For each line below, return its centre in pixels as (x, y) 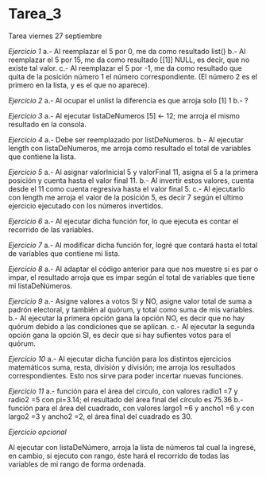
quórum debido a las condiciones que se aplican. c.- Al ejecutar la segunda (132, 326)
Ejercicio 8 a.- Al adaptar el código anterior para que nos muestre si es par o (133, 269)
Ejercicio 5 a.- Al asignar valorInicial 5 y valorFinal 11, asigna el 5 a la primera (133, 172)
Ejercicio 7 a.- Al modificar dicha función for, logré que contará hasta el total (133, 245)
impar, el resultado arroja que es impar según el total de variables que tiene (132, 277)
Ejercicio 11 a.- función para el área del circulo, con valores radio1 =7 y (123, 391)
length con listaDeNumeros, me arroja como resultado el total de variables (130, 148)
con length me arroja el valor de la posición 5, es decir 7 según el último (126, 197)
